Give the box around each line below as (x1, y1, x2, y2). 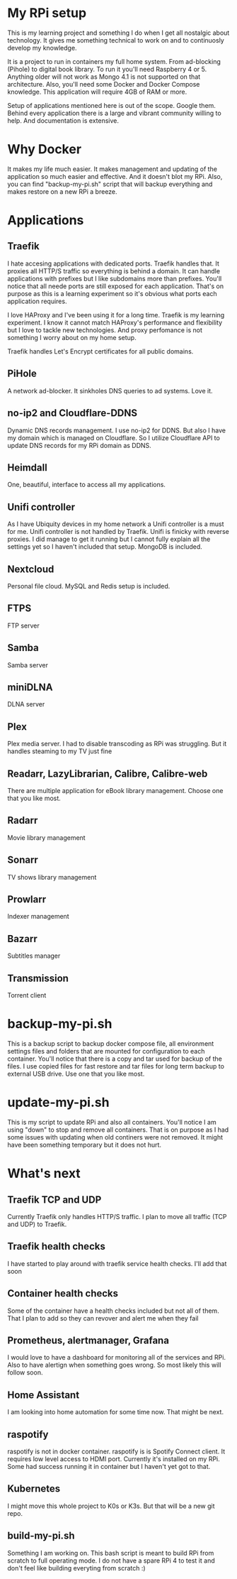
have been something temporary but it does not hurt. (7, 1140, 161, 1149)
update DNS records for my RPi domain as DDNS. (7, 441, 152, 449)
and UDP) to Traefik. (7, 1220, 67, 1228)
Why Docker (7, 141, 82, 158)
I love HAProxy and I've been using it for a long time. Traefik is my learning (7, 310, 225, 319)
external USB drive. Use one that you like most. (7, 1070, 145, 1078)
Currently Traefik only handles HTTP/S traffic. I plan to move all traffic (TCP (7, 1212, 228, 1220)
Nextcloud (7, 563, 54, 575)
